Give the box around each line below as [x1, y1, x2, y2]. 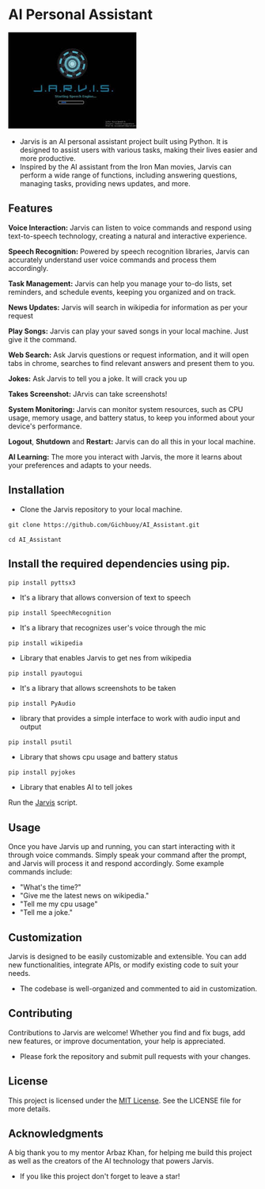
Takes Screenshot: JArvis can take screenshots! [8, 389, 168, 398]
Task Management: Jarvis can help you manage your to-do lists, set [8, 279, 232, 288]
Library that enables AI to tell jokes [19, 783, 133, 792]
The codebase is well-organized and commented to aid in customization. [19, 984, 258, 993]
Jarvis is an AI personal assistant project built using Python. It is [19, 136, 228, 146]
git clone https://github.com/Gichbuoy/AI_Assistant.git [8, 520, 200, 528]
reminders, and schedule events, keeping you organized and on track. [8, 287, 237, 296]
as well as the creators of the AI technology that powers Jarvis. [8, 1157, 214, 1166]
